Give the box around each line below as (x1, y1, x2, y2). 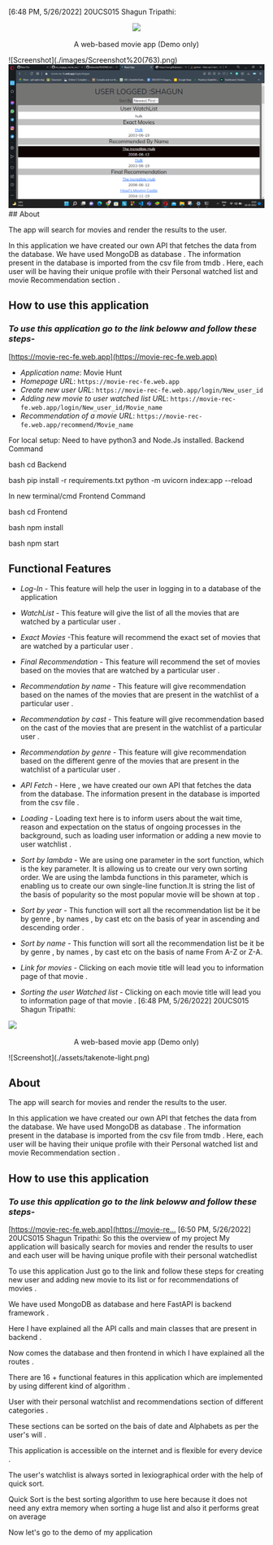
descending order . (19, 922, 84, 932)
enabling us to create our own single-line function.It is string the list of (19, 881, 256, 890)
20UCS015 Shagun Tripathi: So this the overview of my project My (8, 1234, 230, 1243)
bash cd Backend (8, 459, 67, 469)
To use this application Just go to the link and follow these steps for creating (8, 1266, 264, 1276)
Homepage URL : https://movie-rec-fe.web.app (19, 376, 180, 385)
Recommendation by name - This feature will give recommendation (19, 681, 246, 690)
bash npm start (8, 538, 59, 548)
